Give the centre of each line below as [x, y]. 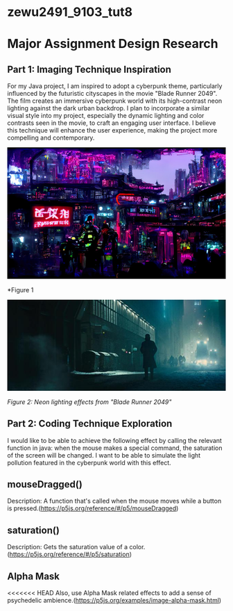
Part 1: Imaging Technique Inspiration [89, 69]
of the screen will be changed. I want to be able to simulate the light [104, 455]
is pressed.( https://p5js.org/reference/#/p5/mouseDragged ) [93, 508]
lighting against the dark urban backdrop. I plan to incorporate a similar [109, 108]
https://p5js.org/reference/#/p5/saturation [69, 554]
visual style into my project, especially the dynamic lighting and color [106, 116]
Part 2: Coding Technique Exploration [90, 424]
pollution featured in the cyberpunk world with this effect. [89, 462]
